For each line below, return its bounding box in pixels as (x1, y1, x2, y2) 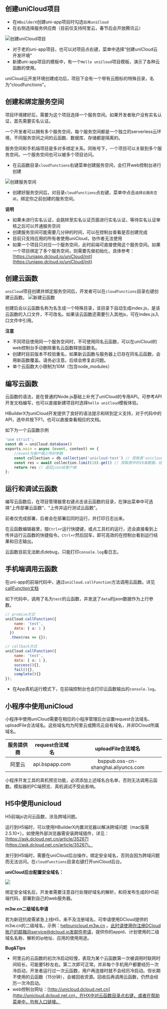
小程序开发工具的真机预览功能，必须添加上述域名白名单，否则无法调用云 (5, 777, 153, 783)
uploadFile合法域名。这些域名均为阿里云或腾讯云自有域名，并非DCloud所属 (5, 722, 160, 728)
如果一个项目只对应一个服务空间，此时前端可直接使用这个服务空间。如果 (12, 242, 161, 248)
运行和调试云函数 (5, 484, 58, 493)
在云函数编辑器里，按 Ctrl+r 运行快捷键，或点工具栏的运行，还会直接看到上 (5, 526, 158, 532)
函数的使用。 (12, 65, 39, 71)
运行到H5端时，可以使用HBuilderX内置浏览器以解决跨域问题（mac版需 (5, 824, 150, 830)
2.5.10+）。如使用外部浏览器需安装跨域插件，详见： (5, 830, 109, 836)
